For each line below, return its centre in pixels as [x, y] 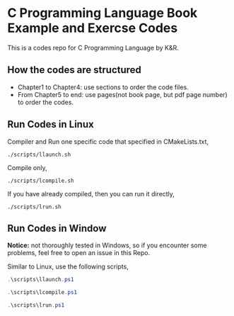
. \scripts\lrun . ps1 [36, 305]
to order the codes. [46, 102]
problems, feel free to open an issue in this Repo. [79, 253]
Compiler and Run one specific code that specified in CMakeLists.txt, [108, 141]
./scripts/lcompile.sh [41, 181]
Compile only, [27, 167]
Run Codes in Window [57, 228]
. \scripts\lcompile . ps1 [42, 293]
